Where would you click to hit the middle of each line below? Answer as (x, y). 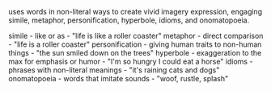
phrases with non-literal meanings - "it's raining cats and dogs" (114, 70)
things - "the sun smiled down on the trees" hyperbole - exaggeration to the (135, 53)
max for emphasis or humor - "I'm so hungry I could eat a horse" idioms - (131, 61)
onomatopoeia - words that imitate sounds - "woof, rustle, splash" (119, 79)
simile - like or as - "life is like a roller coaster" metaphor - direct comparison (136, 36)
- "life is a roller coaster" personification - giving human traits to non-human (135, 44)
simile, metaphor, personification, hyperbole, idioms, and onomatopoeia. (129, 20)
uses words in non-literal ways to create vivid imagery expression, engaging (135, 12)
